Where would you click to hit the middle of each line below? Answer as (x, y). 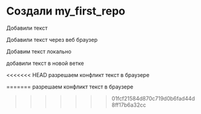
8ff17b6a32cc (129, 105)
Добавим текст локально (39, 51)
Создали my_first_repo (66, 11)
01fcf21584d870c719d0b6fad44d (153, 98)
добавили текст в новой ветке (45, 63)
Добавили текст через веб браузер (52, 39)
